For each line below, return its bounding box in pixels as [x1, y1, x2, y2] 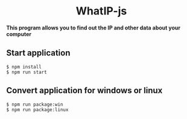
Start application [6, 48, 71, 58]
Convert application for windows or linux [6, 85, 163, 96]
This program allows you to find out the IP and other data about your [6, 24, 181, 31]
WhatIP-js [75, 4, 127, 18]
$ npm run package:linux [6, 106, 69, 112]
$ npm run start [6, 69, 47, 75]
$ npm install [6, 64, 42, 70]
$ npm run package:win [6, 101, 63, 108]
